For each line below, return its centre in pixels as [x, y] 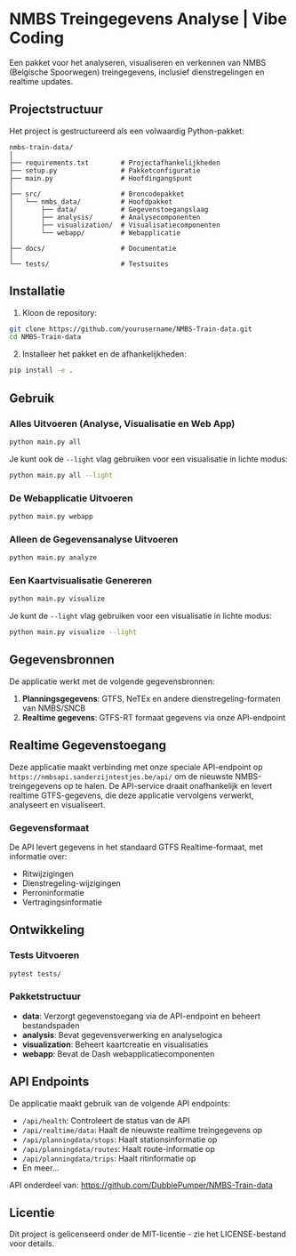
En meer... [40, 1167]
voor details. [32, 1244]
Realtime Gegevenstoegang [88, 746]
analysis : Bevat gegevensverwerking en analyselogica [122, 1035]
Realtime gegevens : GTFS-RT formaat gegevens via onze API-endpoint [154, 717]
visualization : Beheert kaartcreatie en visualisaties [115, 1044]
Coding [37, 38]
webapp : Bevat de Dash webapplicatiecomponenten [118, 1053]
